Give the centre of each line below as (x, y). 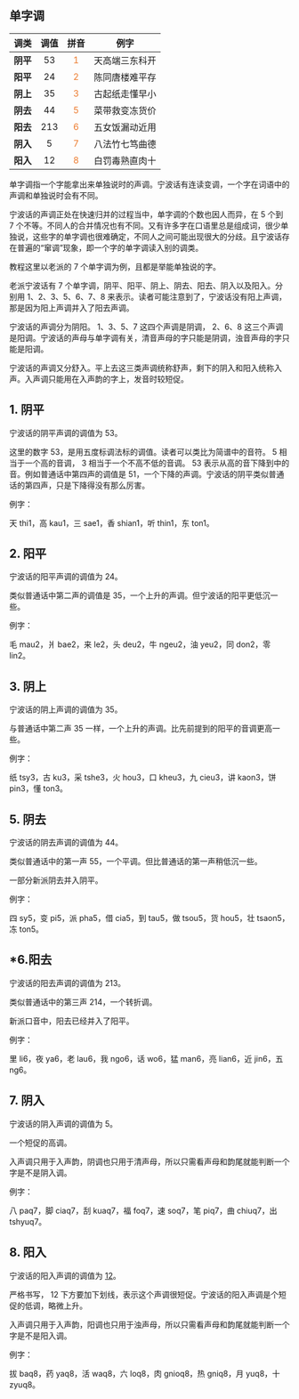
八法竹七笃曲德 (125, 143)
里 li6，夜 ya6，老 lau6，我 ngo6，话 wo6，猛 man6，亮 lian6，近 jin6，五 (146, 1058)
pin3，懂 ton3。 (39, 788)
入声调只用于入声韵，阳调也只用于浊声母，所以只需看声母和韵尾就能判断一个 (149, 1324)
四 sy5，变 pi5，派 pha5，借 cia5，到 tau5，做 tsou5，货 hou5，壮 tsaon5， (149, 918)
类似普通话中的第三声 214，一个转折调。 (83, 1002)
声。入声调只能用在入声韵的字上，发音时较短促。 (99, 379)
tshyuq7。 (28, 1221)
